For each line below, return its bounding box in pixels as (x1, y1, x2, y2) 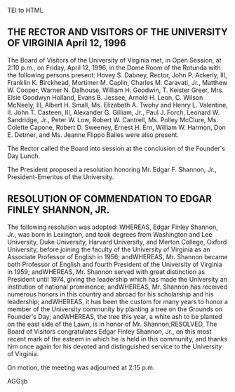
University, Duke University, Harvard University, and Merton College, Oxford (7, 237, 227, 246)
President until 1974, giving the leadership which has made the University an (7, 275, 228, 283)
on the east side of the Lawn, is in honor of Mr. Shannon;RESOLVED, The (7, 320, 217, 328)
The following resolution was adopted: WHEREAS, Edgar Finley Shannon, (7, 223, 219, 231)
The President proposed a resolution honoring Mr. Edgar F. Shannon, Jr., (7, 165, 217, 174)
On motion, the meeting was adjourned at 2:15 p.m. (7, 363, 155, 372)
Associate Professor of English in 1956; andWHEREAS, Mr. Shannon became (7, 252, 228, 261)
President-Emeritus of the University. (7, 172, 114, 181)
